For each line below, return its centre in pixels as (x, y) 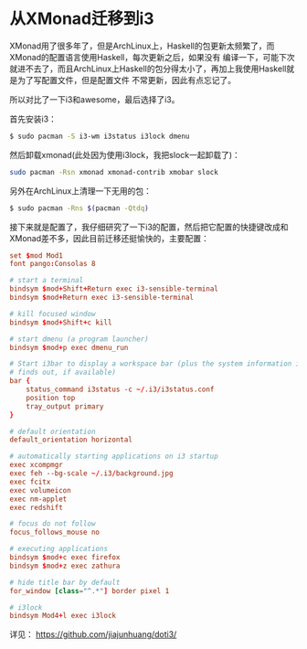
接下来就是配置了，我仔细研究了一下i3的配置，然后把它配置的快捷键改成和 (149, 227)
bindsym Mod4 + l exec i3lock (63, 616)
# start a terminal (47, 281)
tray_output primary (65, 406)
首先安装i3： (33, 119)
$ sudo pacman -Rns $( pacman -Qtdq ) (79, 208)
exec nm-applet (38, 499)
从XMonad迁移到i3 (82, 19)
